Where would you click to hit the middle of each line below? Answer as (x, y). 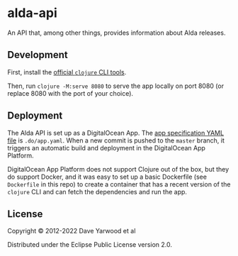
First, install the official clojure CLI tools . (67, 72)
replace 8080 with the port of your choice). (70, 93)
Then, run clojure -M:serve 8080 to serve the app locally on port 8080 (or (116, 86)
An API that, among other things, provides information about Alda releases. (117, 33)
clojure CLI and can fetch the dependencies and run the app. (97, 191)
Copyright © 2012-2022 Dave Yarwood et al (72, 231)
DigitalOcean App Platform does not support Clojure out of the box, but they (118, 169)
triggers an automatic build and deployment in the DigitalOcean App (106, 148)
